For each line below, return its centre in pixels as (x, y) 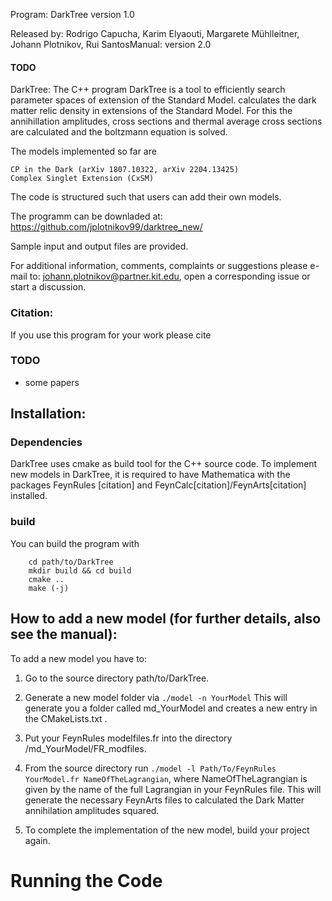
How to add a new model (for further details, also (166, 619)
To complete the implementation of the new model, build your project (167, 830)
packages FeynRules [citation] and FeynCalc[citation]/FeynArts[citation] (158, 485)
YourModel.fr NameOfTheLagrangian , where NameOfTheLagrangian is (166, 778)
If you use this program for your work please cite (111, 335)
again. (37, 840)
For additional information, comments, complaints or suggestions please (159, 266)
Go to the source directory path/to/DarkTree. (117, 678)
